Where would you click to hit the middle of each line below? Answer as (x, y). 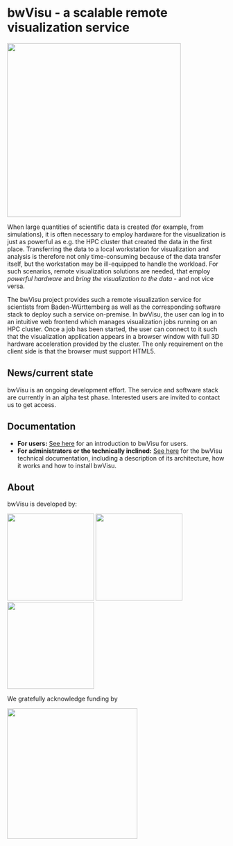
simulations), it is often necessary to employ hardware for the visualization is (116, 234)
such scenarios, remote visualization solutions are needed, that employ (109, 271)
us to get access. (32, 404)
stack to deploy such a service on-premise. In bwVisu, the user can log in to (116, 314)
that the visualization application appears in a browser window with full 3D (113, 336)
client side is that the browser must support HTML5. (81, 351)
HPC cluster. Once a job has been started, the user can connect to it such (112, 329)
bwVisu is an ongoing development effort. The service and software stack (113, 390)
